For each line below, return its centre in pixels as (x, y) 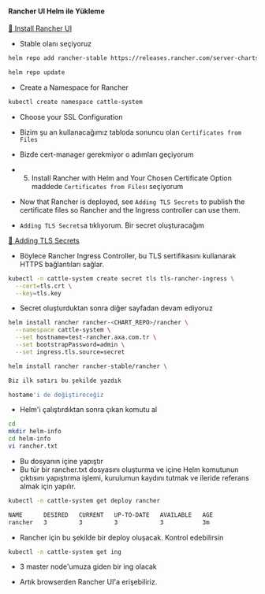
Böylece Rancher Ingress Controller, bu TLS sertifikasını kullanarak (128, 255)
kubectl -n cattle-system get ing (65, 551)
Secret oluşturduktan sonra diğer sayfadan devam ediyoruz (116, 308)
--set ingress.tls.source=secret (70, 352)
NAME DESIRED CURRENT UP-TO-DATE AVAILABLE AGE (111, 515)
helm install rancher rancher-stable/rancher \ (88, 366)
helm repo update (37, 72)
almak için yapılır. (48, 486)
